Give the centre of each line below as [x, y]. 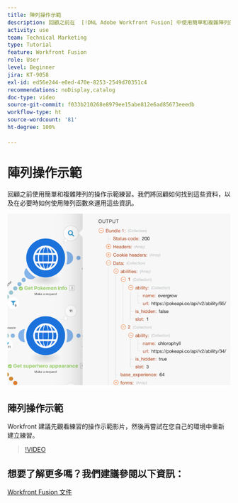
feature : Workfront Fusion [47, 52]
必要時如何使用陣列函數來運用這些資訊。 [79, 203]
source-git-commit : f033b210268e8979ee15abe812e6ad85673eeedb [101, 105]
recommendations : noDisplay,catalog [61, 90]
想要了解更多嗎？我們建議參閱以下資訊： [96, 474]
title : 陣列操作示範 [34, 15]
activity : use [28, 30]
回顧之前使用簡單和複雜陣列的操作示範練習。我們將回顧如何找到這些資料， [116, 194]
